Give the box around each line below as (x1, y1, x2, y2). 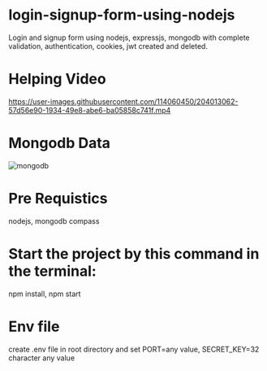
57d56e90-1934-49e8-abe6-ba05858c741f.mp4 (8, 105, 171, 115)
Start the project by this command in (8, 244, 260, 263)
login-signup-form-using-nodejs (8, 6, 235, 24)
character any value (8, 352, 75, 363)
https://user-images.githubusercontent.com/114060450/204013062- (8, 96, 239, 107)
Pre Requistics (8, 190, 108, 207)
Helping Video (8, 70, 107, 89)
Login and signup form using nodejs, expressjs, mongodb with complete (8, 33, 250, 42)
